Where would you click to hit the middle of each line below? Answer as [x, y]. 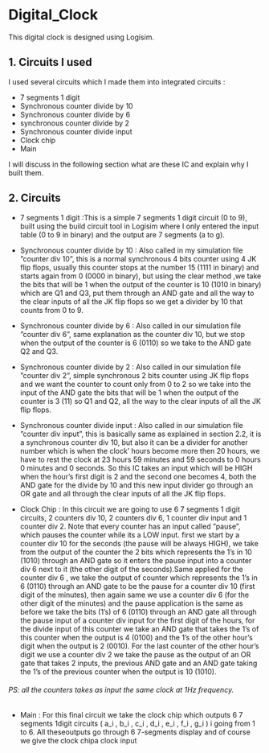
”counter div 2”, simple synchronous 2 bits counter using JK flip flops [134, 375]
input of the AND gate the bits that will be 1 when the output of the [129, 393]
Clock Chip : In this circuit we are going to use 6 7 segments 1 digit [130, 509]
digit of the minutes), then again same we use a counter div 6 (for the [134, 595]
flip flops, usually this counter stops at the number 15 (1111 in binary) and [139, 267]
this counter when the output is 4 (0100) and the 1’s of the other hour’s [136, 637]
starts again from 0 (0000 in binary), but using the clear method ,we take [141, 276]
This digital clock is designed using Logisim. [82, 37]
